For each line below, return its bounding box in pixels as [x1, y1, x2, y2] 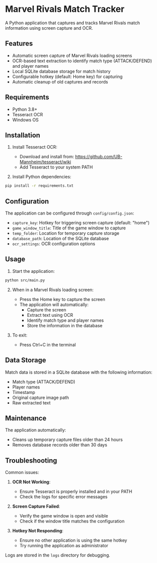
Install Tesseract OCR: [12, 144, 58, 150]
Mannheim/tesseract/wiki [19, 159, 71, 165]
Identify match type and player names [27, 317, 104, 323]
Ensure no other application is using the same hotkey [19, 537, 127, 543]
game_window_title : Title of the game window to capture [12, 225, 126, 231]
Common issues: [5, 470, 39, 476]
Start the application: [12, 268, 55, 274]
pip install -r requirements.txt [5, 183, 74, 188]
